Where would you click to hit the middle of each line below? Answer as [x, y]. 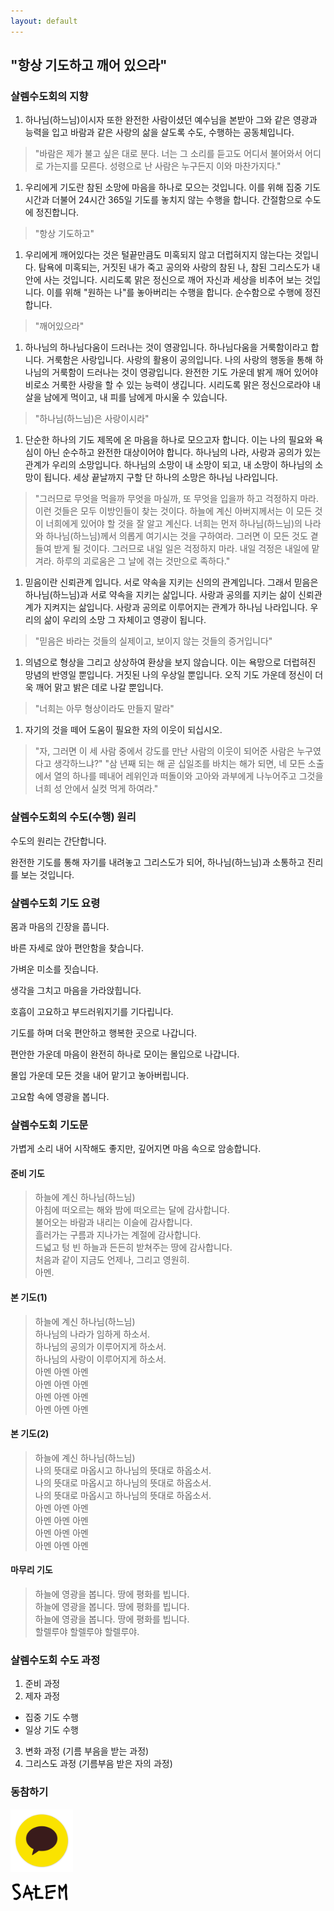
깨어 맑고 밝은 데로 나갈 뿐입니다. [99, 687]
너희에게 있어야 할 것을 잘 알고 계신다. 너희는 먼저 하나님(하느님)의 [174, 524]
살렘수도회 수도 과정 [55, 1660]
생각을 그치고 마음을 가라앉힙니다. [76, 990]
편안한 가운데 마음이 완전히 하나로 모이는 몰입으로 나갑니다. [125, 1054]
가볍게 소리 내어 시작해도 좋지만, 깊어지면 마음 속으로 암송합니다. [136, 1149]
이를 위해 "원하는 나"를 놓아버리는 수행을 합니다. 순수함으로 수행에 [174, 292]
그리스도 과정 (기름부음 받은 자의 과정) [98, 1764]
